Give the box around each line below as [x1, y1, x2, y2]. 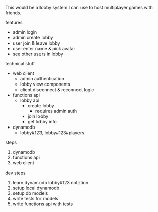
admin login [12, 29, 37, 35]
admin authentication [20, 76, 64, 81]
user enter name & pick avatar [12, 46, 76, 51]
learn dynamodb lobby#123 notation [12, 180, 89, 185]
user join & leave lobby [12, 40, 60, 46]
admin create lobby [12, 35, 53, 40]
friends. [5, 10, 22, 16]
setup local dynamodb [12, 185, 60, 191]
